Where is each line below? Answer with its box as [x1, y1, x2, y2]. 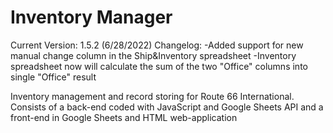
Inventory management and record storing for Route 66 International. [10, 90, 295, 102]
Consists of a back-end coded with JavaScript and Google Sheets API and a [10, 101, 324, 113]
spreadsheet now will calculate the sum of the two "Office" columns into [10, 60, 308, 72]
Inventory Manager [10, 6, 173, 29]
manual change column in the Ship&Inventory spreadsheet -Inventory [10, 49, 297, 61]
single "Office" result [10, 71, 97, 83]
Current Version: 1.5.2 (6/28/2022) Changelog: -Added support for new [10, 39, 304, 51]
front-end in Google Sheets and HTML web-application [10, 111, 238, 123]
